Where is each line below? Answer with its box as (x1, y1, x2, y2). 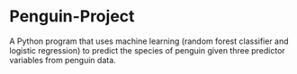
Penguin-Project (9, 6, 135, 27)
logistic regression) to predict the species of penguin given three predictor (9, 45, 285, 55)
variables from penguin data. (9, 54, 117, 65)
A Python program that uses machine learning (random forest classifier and (9, 36, 290, 46)
